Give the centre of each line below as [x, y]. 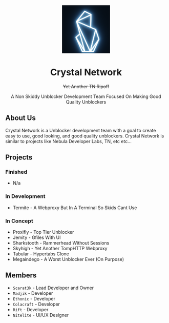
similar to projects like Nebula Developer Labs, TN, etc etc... [68, 141]
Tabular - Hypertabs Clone [41, 254]
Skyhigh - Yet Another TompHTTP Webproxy [60, 249]
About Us [20, 118]
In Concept [19, 221]
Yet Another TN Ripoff [86, 86]
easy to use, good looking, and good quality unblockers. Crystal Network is [85, 136]
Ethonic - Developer [34, 298]
